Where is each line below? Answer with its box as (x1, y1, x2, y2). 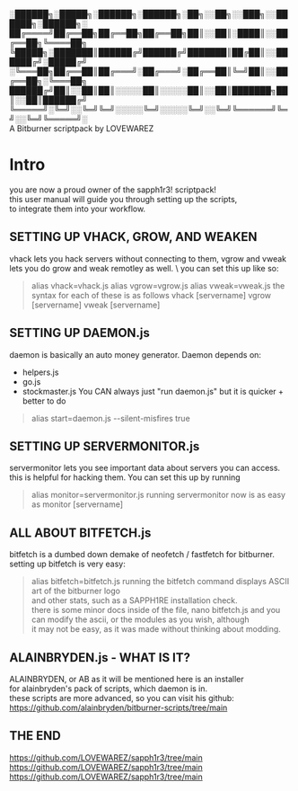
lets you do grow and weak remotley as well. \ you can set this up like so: (9, 262, 279, 273)
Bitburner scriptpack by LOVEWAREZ (16, 123, 154, 134)
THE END (9, 728, 61, 743)
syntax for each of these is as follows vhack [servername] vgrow (31, 289, 272, 300)
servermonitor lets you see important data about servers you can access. (9, 463, 281, 474)
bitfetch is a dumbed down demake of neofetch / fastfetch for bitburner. (9, 549, 276, 560)
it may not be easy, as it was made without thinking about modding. (31, 624, 281, 635)
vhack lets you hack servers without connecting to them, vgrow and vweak (9, 253, 287, 264)
